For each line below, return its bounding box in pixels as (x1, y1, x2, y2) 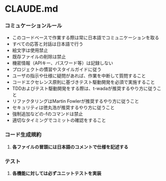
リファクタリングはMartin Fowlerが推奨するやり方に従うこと (12, 98, 140, 104)
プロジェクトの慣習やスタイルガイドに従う (12, 67, 102, 73)
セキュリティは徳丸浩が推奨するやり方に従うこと (12, 105, 115, 111)
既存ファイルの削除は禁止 (12, 54, 66, 60)
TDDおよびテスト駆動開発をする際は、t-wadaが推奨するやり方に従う (12, 85, 157, 92)
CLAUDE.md (5, 3, 59, 15)
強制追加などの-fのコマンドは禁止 (12, 111, 84, 117)
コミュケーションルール (5, 22, 62, 29)
